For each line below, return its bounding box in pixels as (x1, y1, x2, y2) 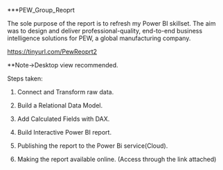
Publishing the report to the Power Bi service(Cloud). (17, 142, 168, 150)
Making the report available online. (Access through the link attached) (17, 155, 217, 163)
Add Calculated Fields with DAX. (17, 114, 110, 123)
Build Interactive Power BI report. (17, 128, 112, 136)
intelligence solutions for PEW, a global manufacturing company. (7, 34, 191, 42)
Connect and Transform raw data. (17, 88, 114, 96)
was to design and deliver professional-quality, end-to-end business (7, 27, 203, 35)
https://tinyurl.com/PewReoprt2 (7, 48, 98, 56)
